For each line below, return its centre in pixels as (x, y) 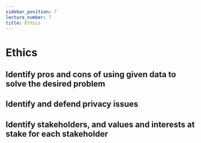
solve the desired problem (55, 83)
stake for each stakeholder (57, 134)
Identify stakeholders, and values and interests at (100, 124)
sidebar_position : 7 (31, 12)
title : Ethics (23, 23)
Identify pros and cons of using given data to (91, 74)
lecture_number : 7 (28, 17)
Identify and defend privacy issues (72, 104)
